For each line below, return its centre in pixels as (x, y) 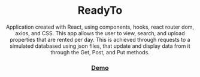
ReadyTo (100, 10)
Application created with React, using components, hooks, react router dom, (100, 27)
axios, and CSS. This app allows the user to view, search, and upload (100, 33)
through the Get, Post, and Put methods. (100, 52)
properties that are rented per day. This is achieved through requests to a (100, 39)
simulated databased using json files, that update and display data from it (100, 46)
